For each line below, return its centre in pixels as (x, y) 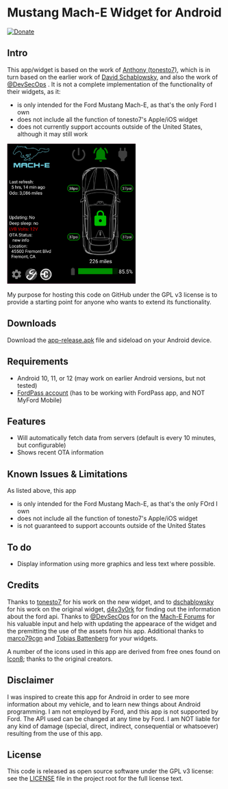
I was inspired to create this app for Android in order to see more (98, 696)
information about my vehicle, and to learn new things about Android (104, 704)
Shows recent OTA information (60, 452)
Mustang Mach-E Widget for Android (114, 13)
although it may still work (52, 134)
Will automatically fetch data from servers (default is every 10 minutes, (116, 438)
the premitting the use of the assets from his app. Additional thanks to (105, 631)
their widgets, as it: (34, 91)
